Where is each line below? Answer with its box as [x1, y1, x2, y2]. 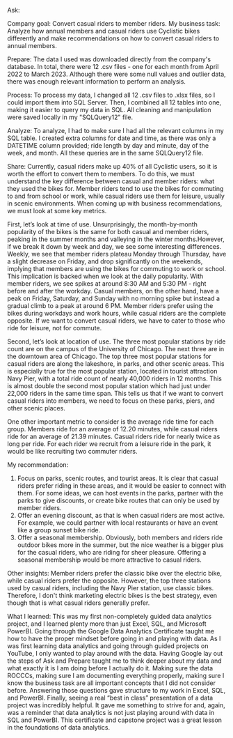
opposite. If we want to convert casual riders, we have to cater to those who [7, 316, 225, 325]
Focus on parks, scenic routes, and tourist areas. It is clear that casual [17, 474, 219, 482]
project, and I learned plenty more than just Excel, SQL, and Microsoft [7, 620, 207, 628]
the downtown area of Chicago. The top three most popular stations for [7, 352, 212, 360]
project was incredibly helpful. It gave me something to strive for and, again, [7, 701, 225, 709]
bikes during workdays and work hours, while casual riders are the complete [7, 309, 227, 317]
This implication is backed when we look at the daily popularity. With [7, 272, 204, 280]
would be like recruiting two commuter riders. [7, 447, 138, 455]
